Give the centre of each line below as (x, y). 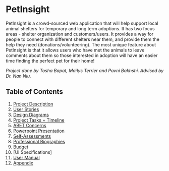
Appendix (23, 163)
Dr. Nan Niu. (19, 76)
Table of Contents (35, 92)
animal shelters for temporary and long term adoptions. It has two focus (80, 28)
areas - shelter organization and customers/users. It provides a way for (80, 34)
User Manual (26, 157)
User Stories (26, 109)
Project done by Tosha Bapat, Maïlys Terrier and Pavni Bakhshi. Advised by (85, 70)
